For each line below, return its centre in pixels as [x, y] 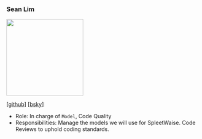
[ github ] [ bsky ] [25, 104]
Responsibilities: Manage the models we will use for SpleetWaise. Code [105, 123]
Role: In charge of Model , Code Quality [63, 116]
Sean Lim [21, 9]
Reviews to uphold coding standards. [62, 129]
